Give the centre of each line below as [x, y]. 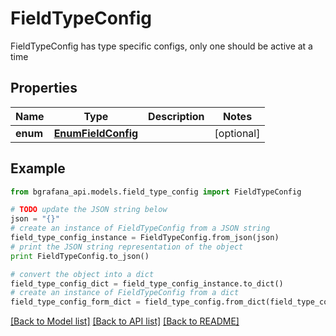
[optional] [237, 133]
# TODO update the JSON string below [89, 210]
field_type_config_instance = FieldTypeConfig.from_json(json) [145, 238]
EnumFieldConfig [96, 133]
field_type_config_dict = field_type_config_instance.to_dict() [147, 283]
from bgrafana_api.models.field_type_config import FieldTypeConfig [156, 192]
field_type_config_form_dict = [75, 302]
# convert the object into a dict [82, 274]
